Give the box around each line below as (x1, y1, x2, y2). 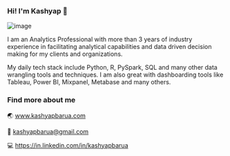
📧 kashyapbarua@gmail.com (7, 127, 89, 135)
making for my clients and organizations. (7, 50, 123, 58)
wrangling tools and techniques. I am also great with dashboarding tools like (7, 70, 224, 79)
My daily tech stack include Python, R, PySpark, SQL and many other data (7, 64, 218, 72)
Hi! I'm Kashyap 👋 (7, 6, 68, 16)
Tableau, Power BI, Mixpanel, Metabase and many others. (7, 78, 171, 86)
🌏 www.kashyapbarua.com (7, 111, 86, 119)
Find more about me (7, 95, 76, 105)
